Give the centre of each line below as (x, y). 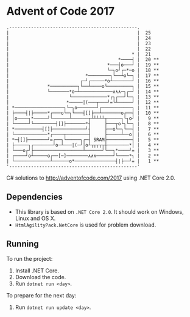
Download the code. (40, 277)
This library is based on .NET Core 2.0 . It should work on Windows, (99, 211)
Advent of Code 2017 (61, 11)
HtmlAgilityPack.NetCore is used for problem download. (86, 225)
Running (23, 244)
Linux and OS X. (35, 218)
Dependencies (34, 197)
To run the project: (30, 258)
